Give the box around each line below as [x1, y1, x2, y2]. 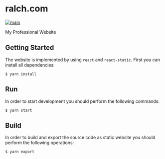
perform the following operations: [5, 140, 74, 146]
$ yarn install [5, 72, 37, 77]
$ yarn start [5, 108, 32, 113]
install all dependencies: [5, 62, 55, 68]
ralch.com [5, 3, 48, 14]
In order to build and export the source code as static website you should [5, 135, 156, 141]
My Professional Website [5, 29, 56, 35]
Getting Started [5, 43, 54, 52]
